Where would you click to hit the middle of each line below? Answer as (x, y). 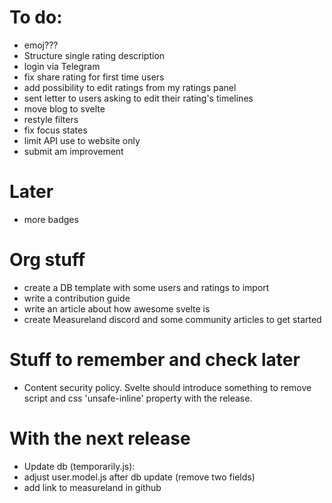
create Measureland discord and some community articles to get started (172, 319)
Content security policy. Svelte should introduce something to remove (167, 387)
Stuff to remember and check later (155, 360)
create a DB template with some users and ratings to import (146, 287)
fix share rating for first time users (94, 77)
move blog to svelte (64, 108)
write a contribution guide (77, 298)
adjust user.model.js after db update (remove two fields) (139, 477)
